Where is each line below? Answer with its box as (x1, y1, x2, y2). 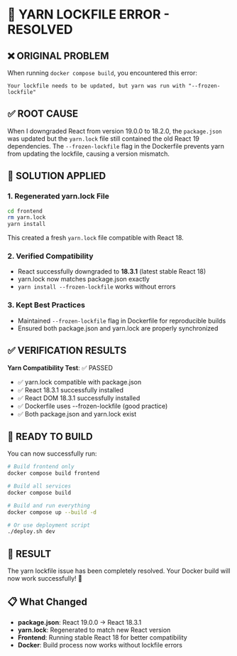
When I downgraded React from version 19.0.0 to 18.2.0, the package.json (7, 127, 222, 135)
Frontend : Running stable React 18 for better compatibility (17, 633, 188, 642)
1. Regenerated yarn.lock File (7, 191, 110, 201)
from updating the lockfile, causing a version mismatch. (7, 149, 170, 158)
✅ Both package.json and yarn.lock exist (17, 409, 137, 418)
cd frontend (7, 208, 43, 215)
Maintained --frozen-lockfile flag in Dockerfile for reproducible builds (17, 316, 226, 325)
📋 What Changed (7, 596, 87, 608)
